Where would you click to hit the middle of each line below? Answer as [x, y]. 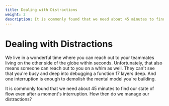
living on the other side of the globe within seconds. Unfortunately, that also [84, 63]
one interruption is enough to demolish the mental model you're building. [80, 79]
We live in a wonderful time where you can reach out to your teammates [80, 57]
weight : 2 [16, 14]
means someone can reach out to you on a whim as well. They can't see [80, 68]
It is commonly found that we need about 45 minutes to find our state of [80, 88]
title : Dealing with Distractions [41, 10]
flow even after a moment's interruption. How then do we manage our [77, 94]
